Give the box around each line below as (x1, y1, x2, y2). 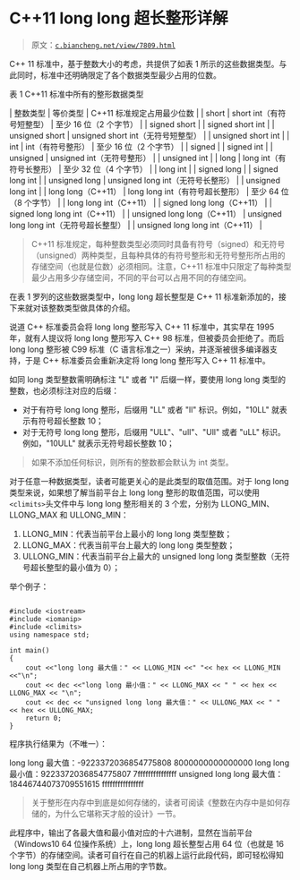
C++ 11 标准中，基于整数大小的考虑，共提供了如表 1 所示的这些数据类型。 (9, 58, 279, 69)
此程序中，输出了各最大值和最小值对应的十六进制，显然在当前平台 (9, 827, 253, 838)
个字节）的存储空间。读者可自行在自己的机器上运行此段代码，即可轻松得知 (9, 850, 284, 860)
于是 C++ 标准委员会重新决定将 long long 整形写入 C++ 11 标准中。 (24, 355, 270, 365)
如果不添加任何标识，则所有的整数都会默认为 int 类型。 (30, 457, 234, 467)
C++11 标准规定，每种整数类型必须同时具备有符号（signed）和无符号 (30, 238, 286, 249)
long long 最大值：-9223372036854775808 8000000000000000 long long (9, 757, 289, 768)
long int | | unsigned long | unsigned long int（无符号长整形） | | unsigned (9, 175, 280, 185)
